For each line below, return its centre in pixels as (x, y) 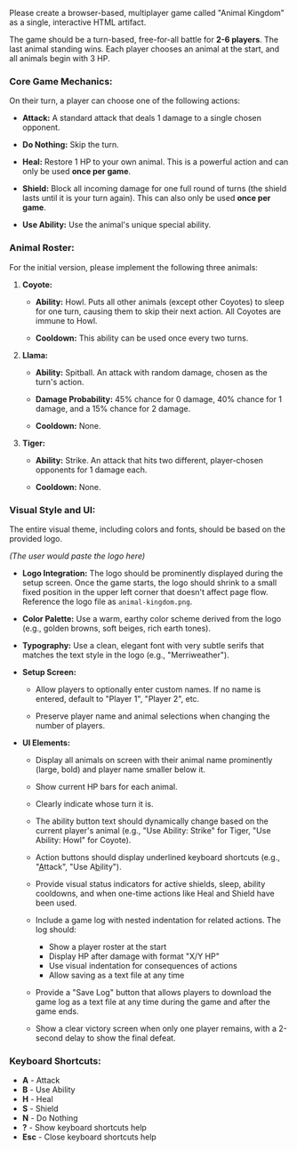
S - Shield (40, 1109)
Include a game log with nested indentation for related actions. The (158, 920)
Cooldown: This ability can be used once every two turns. (142, 338)
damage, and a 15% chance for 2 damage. (113, 408)
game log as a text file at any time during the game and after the (153, 1002)
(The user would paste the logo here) (77, 556)
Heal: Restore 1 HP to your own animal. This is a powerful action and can (155, 162)
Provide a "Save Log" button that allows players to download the (153, 992)
